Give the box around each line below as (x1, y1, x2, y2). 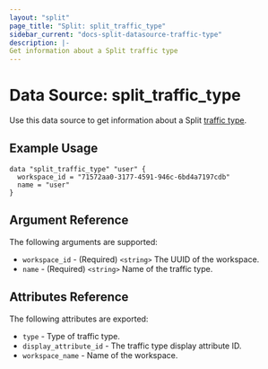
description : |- (9, 38, 70, 48)
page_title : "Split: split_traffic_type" (9, 22, 167, 31)
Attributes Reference (9, 289, 129, 305)
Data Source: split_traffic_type (9, 85, 241, 106)
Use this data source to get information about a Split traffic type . (9, 115, 247, 126)
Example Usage (9, 141, 99, 156)
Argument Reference (9, 213, 129, 228)
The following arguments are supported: (9, 236, 159, 247)
